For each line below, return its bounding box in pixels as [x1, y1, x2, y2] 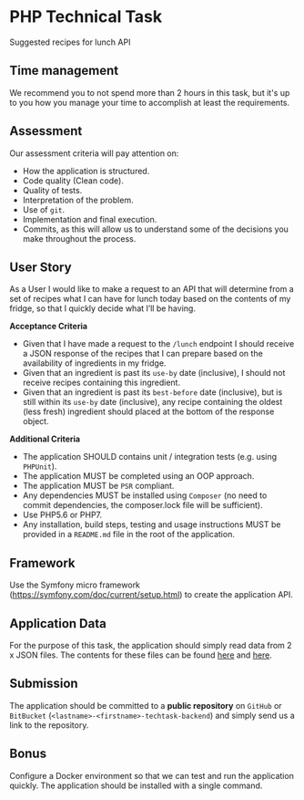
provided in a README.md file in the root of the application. [22, 529, 235, 540]
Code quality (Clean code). [22, 175, 125, 186]
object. [22, 416, 49, 427]
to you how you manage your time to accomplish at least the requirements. [9, 97, 290, 108]
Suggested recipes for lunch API [9, 36, 131, 47]
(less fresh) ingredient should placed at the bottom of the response [22, 406, 275, 417]
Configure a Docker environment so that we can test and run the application [9, 770, 294, 781]
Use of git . [22, 203, 66, 215]
